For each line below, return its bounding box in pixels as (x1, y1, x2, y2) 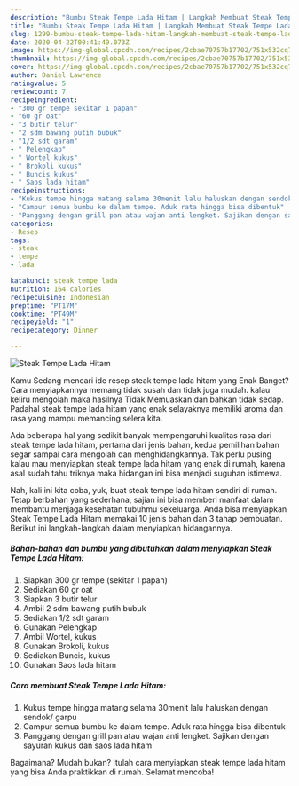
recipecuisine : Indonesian (10, 293, 110, 302)
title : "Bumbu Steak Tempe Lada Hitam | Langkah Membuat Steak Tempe (10, 21, 273, 30)
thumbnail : (10, 54, 51, 63)
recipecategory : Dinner (10, 326, 98, 335)
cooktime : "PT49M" (10, 310, 78, 318)
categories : (10, 219, 54, 228)
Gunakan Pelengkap (22, 622, 97, 633)
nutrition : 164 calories (10, 285, 102, 294)
